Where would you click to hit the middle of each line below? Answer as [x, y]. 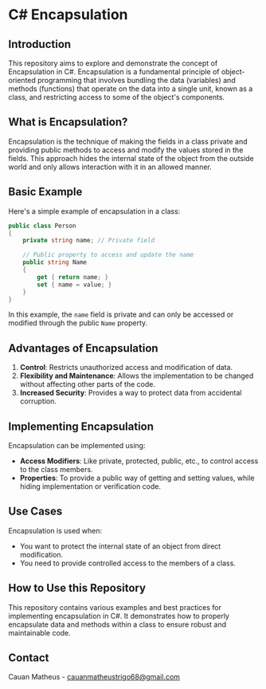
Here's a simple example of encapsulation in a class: [94, 211]
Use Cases [35, 512]
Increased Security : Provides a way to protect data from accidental [131, 393]
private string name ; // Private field [89, 241]
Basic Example [45, 192]
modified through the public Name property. [78, 323]
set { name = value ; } [74, 285]
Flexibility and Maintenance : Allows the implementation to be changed [137, 376]
